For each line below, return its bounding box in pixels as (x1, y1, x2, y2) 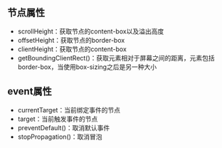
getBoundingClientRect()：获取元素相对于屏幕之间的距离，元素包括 (17, 53, 215, 62)
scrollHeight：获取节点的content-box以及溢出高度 (17, 27, 164, 36)
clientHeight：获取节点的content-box (17, 45, 127, 53)
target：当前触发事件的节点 (17, 115, 98, 123)
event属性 (7, 85, 52, 97)
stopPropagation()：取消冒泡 (17, 132, 102, 141)
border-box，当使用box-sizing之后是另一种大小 (17, 63, 157, 71)
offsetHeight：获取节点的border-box (17, 36, 125, 44)
